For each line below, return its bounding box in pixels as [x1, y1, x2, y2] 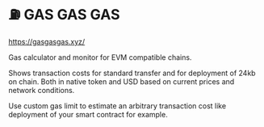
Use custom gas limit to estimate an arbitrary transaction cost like [8, 100, 227, 111]
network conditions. [8, 85, 75, 95]
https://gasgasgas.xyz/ [8, 36, 86, 46]
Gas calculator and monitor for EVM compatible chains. [8, 52, 192, 62]
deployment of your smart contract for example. [8, 109, 168, 119]
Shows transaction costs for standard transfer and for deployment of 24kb [8, 68, 256, 78]
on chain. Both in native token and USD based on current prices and [8, 76, 235, 87]
